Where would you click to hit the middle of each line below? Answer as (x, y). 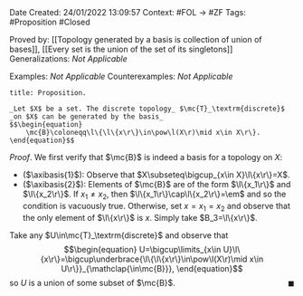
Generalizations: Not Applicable (69, 59)
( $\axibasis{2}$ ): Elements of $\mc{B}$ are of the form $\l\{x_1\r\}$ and (156, 184)
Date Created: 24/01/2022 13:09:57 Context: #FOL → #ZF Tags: (128, 12)
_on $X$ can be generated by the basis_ (87, 117)
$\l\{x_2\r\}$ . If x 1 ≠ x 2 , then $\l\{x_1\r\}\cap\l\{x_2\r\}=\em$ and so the (154, 195)
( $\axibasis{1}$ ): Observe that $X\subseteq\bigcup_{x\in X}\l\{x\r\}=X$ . (156, 175)
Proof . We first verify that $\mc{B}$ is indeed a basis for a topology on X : (146, 157)
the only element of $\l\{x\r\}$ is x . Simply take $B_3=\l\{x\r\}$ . (140, 217)
